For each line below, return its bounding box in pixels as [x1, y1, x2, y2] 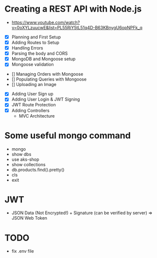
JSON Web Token [11, 215, 47, 221]
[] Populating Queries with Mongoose [11, 76, 87, 82]
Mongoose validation [11, 62, 54, 68]
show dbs [11, 151, 32, 157]
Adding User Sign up [11, 91, 53, 97]
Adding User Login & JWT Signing [11, 96, 80, 103]
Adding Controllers [11, 107, 50, 113]
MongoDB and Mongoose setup [11, 56, 76, 62]
